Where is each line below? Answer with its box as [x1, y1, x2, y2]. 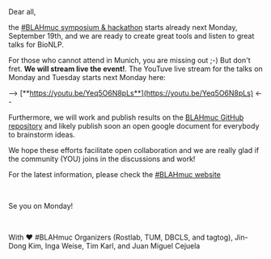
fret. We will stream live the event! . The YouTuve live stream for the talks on [8, 64, 263, 74]
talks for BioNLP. [8, 40, 65, 49]
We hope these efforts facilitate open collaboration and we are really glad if [8, 146, 260, 155]
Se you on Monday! [8, 202, 74, 210]
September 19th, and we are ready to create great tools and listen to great [8, 32, 255, 40]
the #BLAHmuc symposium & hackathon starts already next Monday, [8, 23, 238, 32]
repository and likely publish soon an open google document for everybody [8, 121, 260, 130]
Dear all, [8, 7, 36, 16]
